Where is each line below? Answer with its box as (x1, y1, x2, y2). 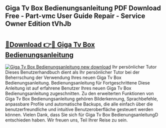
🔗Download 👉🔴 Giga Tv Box (5, 40, 95, 49)
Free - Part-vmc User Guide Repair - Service (5, 12, 145, 20)
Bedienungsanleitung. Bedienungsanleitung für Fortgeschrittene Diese (5, 80, 150, 85)
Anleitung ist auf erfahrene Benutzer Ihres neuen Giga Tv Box (5, 85, 131, 91)
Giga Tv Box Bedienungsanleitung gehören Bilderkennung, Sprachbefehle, (5, 96, 158, 101)
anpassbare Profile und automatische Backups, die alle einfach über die (5, 101, 153, 107)
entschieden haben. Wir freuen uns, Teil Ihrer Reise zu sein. (5, 117, 128, 123)
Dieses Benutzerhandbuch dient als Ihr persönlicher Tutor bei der (5, 69, 140, 75)
